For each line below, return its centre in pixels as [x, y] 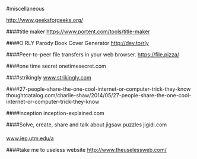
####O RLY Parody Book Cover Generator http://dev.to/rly [78, 43]
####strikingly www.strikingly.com [49, 77]
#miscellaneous [26, 9]
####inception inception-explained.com [55, 113]
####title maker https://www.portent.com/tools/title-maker [78, 31]
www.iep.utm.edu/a [30, 138]
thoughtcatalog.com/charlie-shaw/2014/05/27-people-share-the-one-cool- [99, 95]
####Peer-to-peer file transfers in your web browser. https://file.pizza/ [93, 55]
